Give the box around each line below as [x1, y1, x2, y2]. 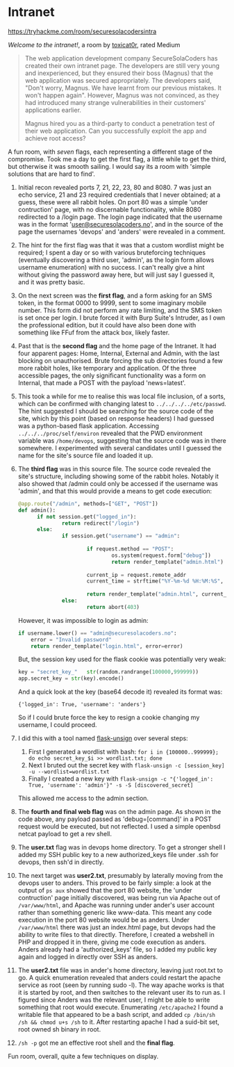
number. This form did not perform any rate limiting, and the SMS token [17, 306, 222, 314]
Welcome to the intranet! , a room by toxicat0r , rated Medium [8, 40, 181, 49]
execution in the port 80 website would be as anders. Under [17, 915, 190, 925]
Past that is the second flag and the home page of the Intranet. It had [17, 341, 217, 350]
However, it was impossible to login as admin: [17, 616, 149, 624]
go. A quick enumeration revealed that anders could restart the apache [17, 974, 222, 982]
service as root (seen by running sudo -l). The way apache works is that [17, 981, 224, 989]
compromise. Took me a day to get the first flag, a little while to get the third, [8, 154, 226, 163]
